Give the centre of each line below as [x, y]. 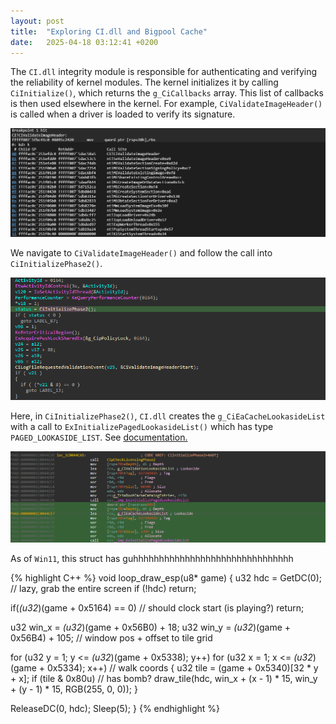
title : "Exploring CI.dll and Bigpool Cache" [109, 31]
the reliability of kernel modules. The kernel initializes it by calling [144, 82]
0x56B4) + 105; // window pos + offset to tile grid [111, 637]
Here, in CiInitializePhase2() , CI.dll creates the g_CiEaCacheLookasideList [168, 416]
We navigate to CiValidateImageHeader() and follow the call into [141, 253]
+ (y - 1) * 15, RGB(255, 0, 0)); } [74, 689]
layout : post [37, 21]
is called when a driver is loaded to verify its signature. [123, 114]
